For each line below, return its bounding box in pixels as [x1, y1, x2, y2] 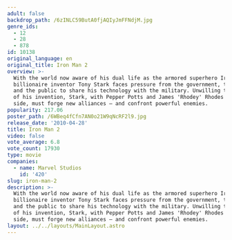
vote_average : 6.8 [7, 139, 60, 146]
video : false [7, 132, 45, 139]
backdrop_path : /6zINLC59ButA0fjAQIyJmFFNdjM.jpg [7, 17, 153, 24]
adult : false [7, 10, 45, 17]
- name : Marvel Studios [13, 164, 81, 172]
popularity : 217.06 [7, 107, 64, 113]
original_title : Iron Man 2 [7, 62, 88, 68]
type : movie [7, 151, 41, 159]
